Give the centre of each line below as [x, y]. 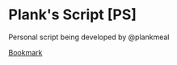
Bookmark [25, 52]
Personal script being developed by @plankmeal [89, 37]
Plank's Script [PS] [73, 15]
